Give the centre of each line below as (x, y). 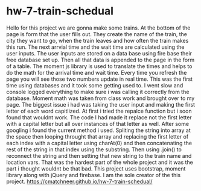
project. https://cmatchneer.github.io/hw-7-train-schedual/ (79, 181)
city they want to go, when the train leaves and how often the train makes (97, 40)
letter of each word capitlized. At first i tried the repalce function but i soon (99, 111)
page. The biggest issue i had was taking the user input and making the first (101, 104)
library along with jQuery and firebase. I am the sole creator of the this (94, 175)
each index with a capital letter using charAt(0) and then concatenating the (99, 143)
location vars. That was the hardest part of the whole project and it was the (100, 162)
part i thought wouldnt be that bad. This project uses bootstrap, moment (96, 168)
